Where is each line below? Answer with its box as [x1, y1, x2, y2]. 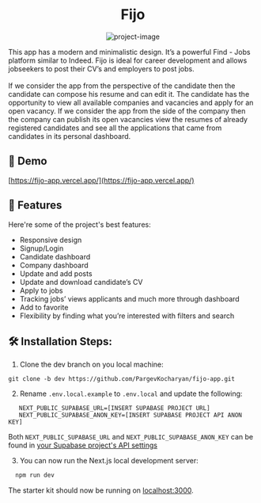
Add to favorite [19, 302, 69, 312]
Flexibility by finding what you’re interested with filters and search [19, 311, 235, 321]
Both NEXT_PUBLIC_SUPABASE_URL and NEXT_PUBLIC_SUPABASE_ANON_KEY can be [8, 432, 254, 442]
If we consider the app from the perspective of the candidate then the [8, 81, 236, 90]
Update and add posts [19, 268, 93, 278]
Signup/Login [19, 244, 64, 253]
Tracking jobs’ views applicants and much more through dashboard [19, 294, 240, 303]
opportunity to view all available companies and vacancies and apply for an [8, 98, 254, 107]
